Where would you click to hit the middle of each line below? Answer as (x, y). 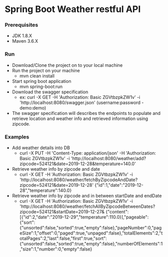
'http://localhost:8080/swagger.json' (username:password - (81, 102)
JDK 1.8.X (22, 36)
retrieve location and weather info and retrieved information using (80, 118)
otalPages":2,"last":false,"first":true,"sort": (63, 238)
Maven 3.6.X (25, 41)
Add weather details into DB (41, 148)
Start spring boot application (41, 81)
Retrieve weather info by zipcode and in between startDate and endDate (87, 196)
